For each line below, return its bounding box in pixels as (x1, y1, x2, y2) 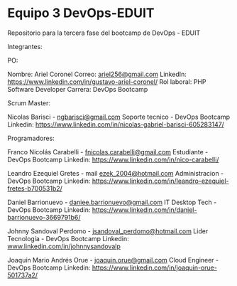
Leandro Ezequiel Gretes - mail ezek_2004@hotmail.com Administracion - (7, 169, 224, 177)
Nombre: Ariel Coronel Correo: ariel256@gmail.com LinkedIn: (7, 70, 187, 78)
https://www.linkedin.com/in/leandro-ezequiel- (92, 176, 229, 185)
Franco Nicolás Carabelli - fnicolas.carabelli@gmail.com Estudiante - (7, 147, 209, 156)
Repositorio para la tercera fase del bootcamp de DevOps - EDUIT (7, 28, 201, 37)
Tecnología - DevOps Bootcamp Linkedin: (7, 234, 129, 243)
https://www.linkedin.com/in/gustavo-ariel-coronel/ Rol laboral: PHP (7, 77, 206, 86)
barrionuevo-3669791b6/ (7, 213, 81, 221)
